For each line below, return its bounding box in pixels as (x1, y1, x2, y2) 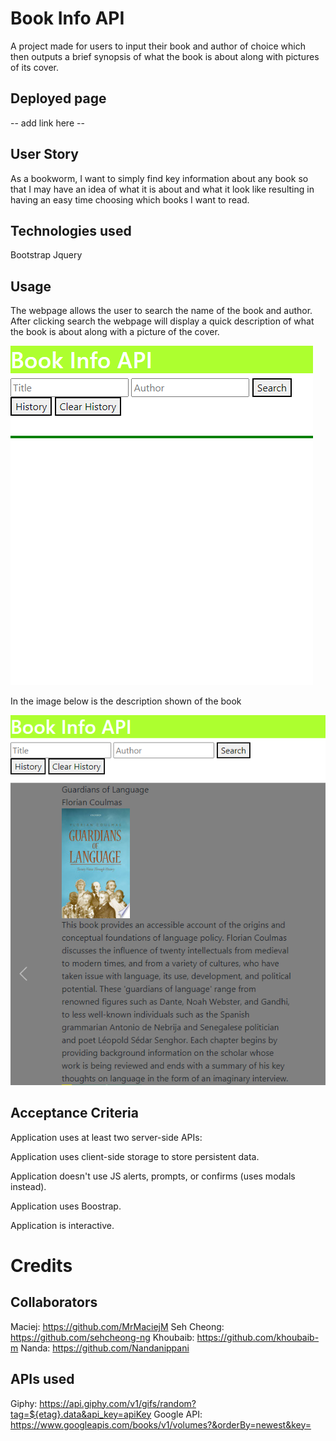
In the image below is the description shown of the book (10, 695, 242, 707)
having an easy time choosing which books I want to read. (10, 193, 250, 206)
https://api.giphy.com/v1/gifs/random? (39, 1397, 197, 1409)
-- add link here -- (10, 117, 85, 129)
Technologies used (10, 222, 132, 239)
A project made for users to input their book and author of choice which (10, 40, 306, 52)
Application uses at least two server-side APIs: (10, 1131, 203, 1143)
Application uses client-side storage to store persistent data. (10, 1150, 260, 1162)
